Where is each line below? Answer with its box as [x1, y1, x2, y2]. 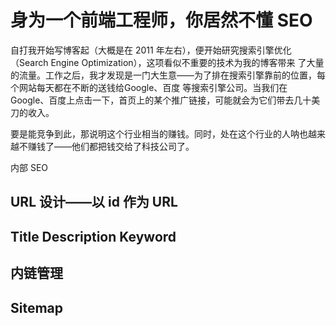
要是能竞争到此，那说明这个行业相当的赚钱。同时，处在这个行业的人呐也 [10, 127, 308, 140]
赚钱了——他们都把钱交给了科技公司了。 [27, 140, 195, 152]
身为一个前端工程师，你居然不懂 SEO [10, 9, 313, 32]
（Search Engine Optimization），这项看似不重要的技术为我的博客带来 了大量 [10, 56, 325, 68]
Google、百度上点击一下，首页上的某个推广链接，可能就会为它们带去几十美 [10, 94, 321, 106]
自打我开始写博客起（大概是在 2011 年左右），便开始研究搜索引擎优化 [10, 44, 292, 56]
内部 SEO [10, 161, 49, 173]
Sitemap [10, 299, 64, 316]
